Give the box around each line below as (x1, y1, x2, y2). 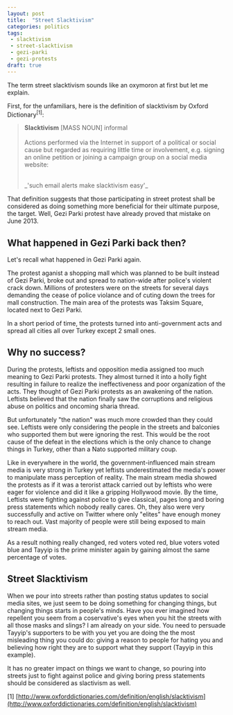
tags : (7, 29, 23, 37)
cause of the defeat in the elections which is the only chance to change (7, 437, 212, 446)
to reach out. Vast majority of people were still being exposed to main (7, 517, 206, 525)
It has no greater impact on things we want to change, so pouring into (7, 664, 207, 672)
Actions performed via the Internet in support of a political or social (24, 138, 216, 146)
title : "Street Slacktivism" (7, 17, 95, 24)
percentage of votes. (7, 553, 67, 561)
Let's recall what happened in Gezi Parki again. (7, 255, 141, 264)
